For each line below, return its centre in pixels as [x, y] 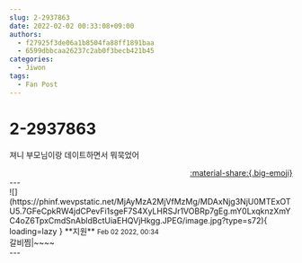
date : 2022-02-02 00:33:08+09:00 [72, 26]
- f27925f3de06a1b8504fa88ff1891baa [86, 43]
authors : [26, 34]
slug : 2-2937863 [40, 18]
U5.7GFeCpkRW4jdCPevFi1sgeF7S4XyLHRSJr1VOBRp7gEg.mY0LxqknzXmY [150, 211]
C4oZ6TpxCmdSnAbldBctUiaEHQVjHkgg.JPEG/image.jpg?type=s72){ [138, 220]
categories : [31, 59]
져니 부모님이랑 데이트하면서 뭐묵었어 [74, 154]
